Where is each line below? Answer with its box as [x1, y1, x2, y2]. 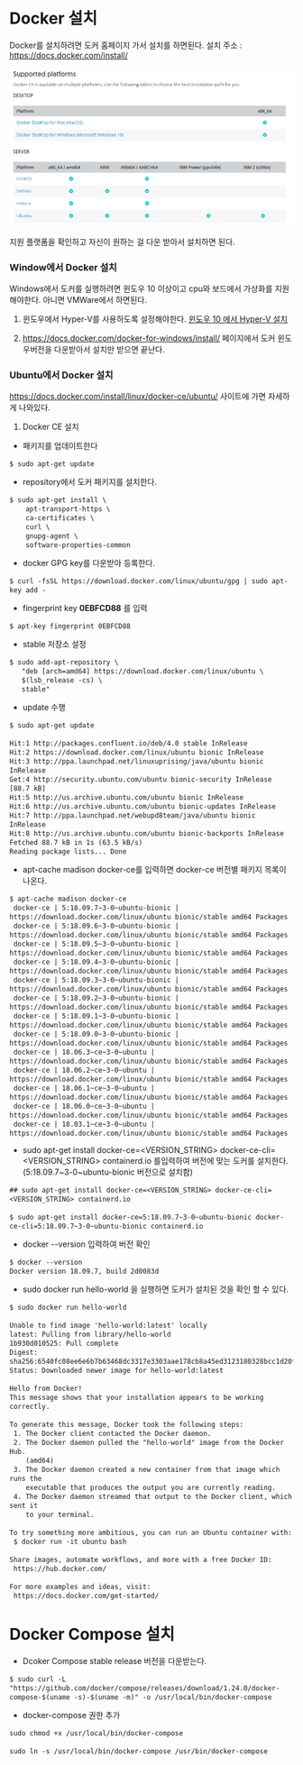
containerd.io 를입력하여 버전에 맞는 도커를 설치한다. [102, 1156, 289, 1166]
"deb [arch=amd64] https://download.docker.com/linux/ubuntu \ [21, 667, 264, 676]
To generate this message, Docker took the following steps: [9, 1421, 244, 1430]
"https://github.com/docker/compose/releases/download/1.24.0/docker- [9, 1684, 280, 1693]
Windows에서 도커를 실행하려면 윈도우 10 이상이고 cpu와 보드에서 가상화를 [9, 283, 273, 294]
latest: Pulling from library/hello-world [9, 1331, 171, 1340]
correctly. [9, 1403, 50, 1412]
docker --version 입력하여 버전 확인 [22, 1239, 151, 1249]
